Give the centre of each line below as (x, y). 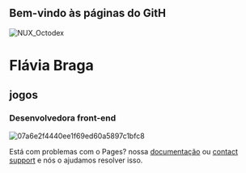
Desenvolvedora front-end (63, 118)
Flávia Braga (51, 65)
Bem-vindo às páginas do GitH (88, 13)
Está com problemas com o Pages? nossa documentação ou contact (123, 151)
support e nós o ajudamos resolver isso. (76, 160)
